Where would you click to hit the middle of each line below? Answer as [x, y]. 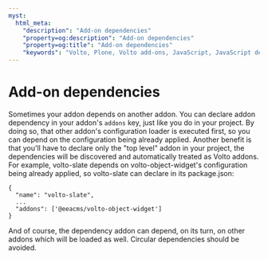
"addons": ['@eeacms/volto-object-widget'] [89, 209]
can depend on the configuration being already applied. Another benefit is [130, 139]
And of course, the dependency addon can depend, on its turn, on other [127, 230]
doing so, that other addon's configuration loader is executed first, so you [129, 131]
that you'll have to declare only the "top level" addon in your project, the [126, 147]
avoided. [23, 247]
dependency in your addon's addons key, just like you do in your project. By [132, 122]
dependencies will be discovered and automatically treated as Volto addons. [134, 156]
